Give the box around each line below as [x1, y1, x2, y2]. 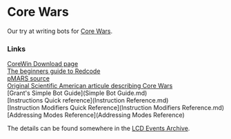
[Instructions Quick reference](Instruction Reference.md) [7, 96, 169, 105]
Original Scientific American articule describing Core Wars [7, 82, 173, 90]
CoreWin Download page [7, 60, 79, 68]
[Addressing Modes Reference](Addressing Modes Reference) [7, 111, 185, 119]
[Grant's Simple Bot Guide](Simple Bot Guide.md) [7, 89, 148, 97]
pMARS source [7, 74, 50, 83]
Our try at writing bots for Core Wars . [7, 27, 112, 35]
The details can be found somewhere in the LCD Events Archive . [7, 125, 190, 133]
